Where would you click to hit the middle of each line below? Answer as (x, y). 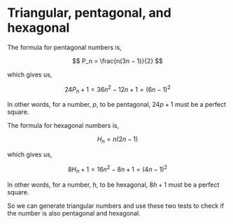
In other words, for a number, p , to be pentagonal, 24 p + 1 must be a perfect (116, 105)
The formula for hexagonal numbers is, (63, 126)
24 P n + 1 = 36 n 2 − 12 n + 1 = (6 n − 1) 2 (118, 90)
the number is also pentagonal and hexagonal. (74, 213)
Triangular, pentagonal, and (89, 13)
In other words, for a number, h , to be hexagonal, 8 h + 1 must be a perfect (113, 185)
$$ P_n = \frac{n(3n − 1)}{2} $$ (118, 60)
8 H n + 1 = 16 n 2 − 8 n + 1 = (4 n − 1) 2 (118, 169)
